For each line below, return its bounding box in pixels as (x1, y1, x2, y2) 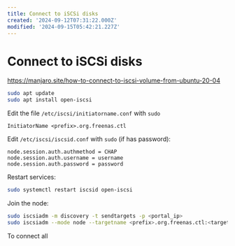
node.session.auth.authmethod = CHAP (7, 148, 117, 156)
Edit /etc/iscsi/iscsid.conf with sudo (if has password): (7, 135, 171, 143)
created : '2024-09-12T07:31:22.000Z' (7, 17, 117, 24)
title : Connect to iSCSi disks (7, 10, 99, 17)
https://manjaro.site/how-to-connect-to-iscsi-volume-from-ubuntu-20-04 (7, 76, 220, 85)
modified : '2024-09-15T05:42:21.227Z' (7, 23, 120, 30)
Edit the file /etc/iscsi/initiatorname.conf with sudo (7, 109, 161, 117)
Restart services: (7, 173, 56, 182)
